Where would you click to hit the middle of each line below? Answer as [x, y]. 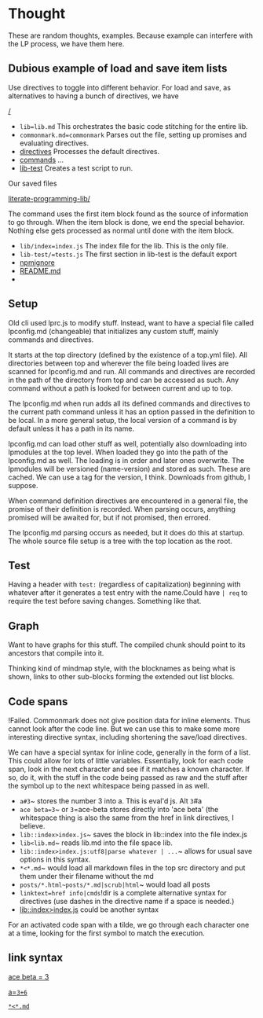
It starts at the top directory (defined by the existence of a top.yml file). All [128, 355]
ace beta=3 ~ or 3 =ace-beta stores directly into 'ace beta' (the [119, 809]
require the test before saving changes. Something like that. [105, 601]
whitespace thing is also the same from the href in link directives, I [126, 818]
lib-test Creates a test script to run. [76, 168]
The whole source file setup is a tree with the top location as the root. [121, 541]
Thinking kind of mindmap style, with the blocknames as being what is [122, 668]
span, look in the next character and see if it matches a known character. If [129, 769]
